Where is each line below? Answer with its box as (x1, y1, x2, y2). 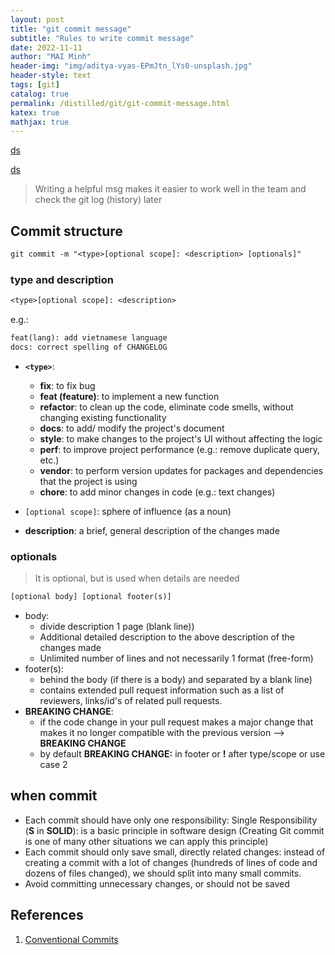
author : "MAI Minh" (10, 52, 92, 62)
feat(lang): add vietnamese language (10, 333, 168, 343)
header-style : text (10, 71, 92, 81)
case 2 (39, 759, 68, 771)
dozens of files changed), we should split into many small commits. (24, 867, 302, 879)
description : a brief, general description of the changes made (24, 524, 280, 536)
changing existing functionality (39, 411, 167, 423)
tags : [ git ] (10, 80, 60, 90)
